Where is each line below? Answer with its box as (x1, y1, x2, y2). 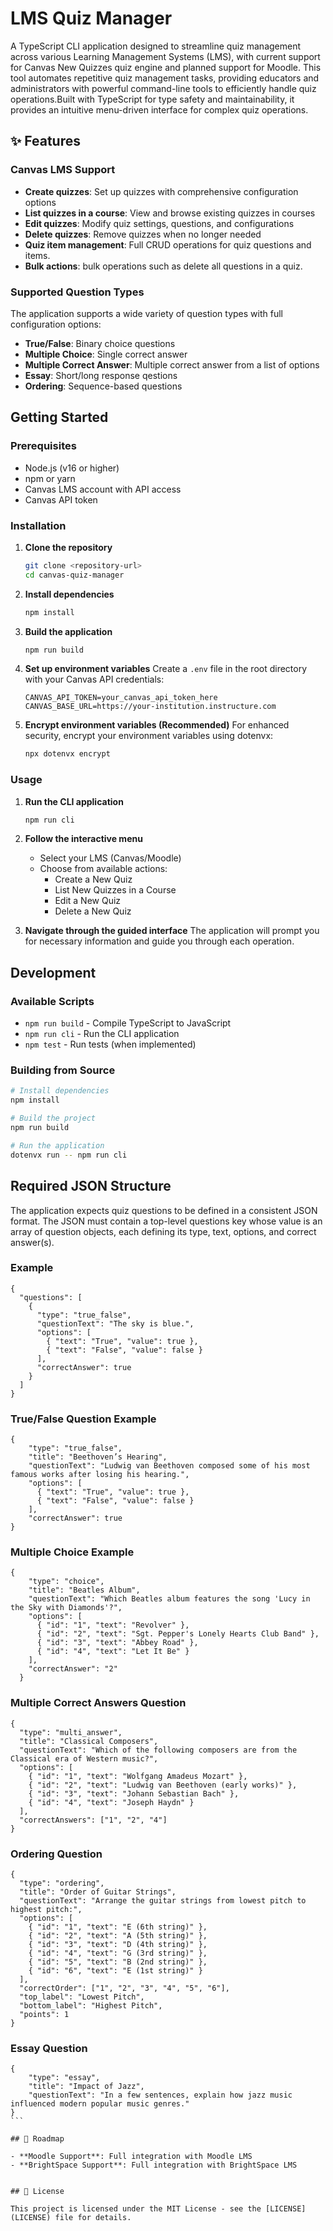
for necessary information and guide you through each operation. (24, 935, 295, 947)
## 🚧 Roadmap (10, 2134, 65, 2144)
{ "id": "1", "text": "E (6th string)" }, (28, 1922, 208, 1932)
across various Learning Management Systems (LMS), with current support (10, 50, 321, 62)
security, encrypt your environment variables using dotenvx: (24, 730, 274, 742)
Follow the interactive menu (24, 833, 143, 845)
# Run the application (10, 1140, 105, 1151)
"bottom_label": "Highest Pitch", (19, 2000, 163, 2011)
